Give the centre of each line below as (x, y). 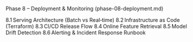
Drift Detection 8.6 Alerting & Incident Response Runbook (76, 33)
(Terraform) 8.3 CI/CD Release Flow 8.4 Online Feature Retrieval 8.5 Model (96, 26)
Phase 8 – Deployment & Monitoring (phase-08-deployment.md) (85, 9)
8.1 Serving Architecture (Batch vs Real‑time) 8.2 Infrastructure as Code (93, 20)
